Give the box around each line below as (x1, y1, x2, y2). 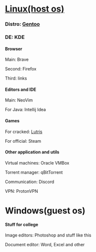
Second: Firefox (5, 66, 37, 72)
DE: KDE (5, 34, 25, 41)
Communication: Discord (5, 179, 55, 185)
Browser (5, 46, 23, 51)
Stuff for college (5, 221, 39, 227)
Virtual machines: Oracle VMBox (5, 160, 69, 166)
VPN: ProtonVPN (5, 188, 39, 194)
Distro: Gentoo (5, 21, 40, 28)
